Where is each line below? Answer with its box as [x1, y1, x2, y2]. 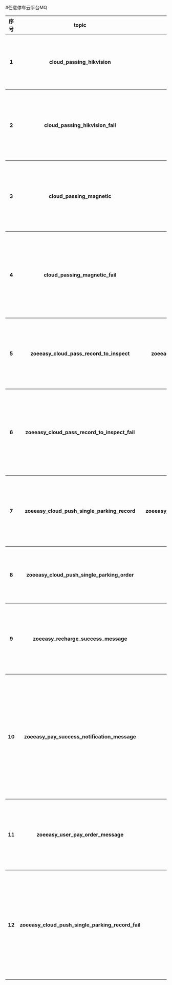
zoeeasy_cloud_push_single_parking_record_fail [19, 921, 141, 928]
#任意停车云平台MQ [5, 5, 48, 10]
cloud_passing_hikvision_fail [44, 122, 116, 128]
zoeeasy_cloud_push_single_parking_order [26, 571, 134, 578]
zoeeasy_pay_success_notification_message [24, 733, 137, 740]
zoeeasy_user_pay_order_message [36, 831, 124, 838]
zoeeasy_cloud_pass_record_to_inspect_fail [25, 429, 135, 436]
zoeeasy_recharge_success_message [32, 635, 127, 642]
